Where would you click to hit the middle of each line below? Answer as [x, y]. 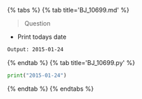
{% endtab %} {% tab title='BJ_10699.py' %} [71, 62]
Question [37, 23]
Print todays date [42, 37]
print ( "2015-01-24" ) [37, 75]
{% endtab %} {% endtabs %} [50, 89]
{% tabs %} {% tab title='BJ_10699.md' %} [69, 10]
